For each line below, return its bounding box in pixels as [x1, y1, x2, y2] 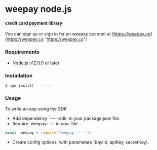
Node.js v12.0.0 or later [12, 60, 60, 66]
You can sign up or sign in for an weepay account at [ [5, 31, 114, 37]
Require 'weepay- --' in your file [12, 121, 78, 127]
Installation [5, 72, 33, 79]
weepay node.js [5, 3, 72, 15]
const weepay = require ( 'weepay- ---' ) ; [5, 130, 92, 135]
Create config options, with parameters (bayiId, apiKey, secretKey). [12, 139, 149, 145]
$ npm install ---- [5, 83, 52, 88]
